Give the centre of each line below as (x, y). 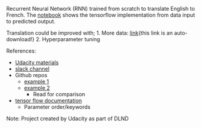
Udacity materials (37, 63)
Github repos (31, 75)
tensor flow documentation (48, 100)
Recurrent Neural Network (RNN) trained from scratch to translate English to (101, 9)
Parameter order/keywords (57, 107)
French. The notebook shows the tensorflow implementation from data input (101, 15)
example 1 (36, 81)
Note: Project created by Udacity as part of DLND (68, 118)
